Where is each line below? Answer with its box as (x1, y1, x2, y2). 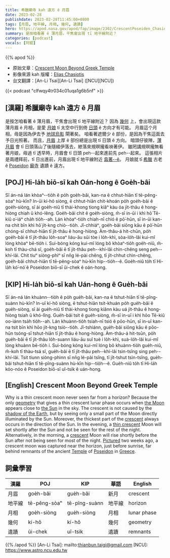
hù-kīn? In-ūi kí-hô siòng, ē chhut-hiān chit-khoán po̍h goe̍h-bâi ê (16, 198, 153, 204)
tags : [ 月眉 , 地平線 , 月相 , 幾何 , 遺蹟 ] (5, 21, 83, 27)
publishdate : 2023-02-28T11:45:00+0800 (5, 17, 90, 22)
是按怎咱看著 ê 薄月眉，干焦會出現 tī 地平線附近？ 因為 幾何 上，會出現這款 (5, 118, 161, 124)
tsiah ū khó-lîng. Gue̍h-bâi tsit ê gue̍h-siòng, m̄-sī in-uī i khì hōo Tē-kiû (18, 312, 165, 319)
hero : (5, 26, 17, 31)
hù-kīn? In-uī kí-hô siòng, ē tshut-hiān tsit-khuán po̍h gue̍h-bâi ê (19, 300, 153, 306)
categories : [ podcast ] (5, 36, 53, 41)
